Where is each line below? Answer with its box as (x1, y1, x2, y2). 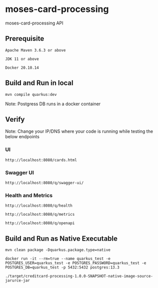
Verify (5, 115, 25, 123)
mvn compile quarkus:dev (5, 92, 57, 97)
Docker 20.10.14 (5, 65, 39, 70)
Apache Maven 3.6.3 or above (5, 47, 66, 53)
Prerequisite (5, 34, 44, 43)
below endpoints (5, 134, 40, 140)
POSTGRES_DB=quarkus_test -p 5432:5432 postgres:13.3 (5, 265, 120, 270)
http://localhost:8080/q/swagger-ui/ (5, 180, 84, 185)
